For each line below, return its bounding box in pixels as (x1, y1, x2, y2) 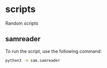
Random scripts (5, 20, 38, 26)
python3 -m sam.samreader (5, 58, 60, 63)
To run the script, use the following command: (5, 48, 102, 54)
